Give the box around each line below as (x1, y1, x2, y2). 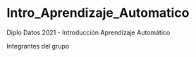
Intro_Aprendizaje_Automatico (6, 5, 190, 21)
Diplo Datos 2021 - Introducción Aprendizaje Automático (6, 28, 171, 37)
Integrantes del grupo (6, 42, 70, 50)
